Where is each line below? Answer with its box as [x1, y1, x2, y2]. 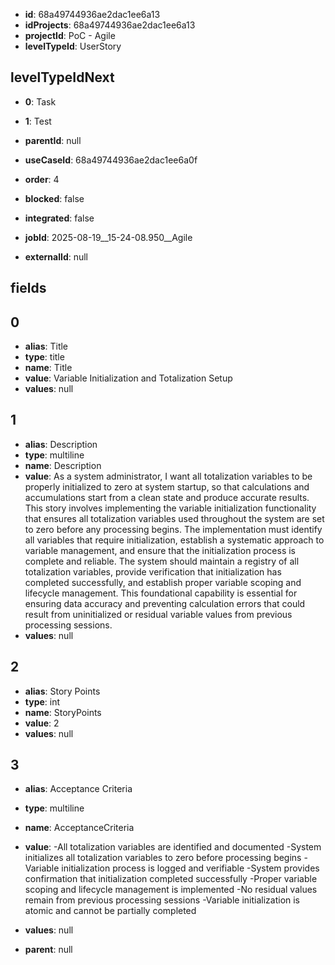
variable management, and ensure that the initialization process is [24, 544, 297, 556]
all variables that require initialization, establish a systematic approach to [24, 534, 325, 546]
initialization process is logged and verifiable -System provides [61, 862, 320, 874]
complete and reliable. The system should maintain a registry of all [24, 555, 300, 567]
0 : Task [24, 95, 57, 108]
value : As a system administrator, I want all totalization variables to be [24, 470, 313, 482]
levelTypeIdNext [10, 69, 115, 86]
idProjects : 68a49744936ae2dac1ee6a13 [24, 19, 196, 31]
